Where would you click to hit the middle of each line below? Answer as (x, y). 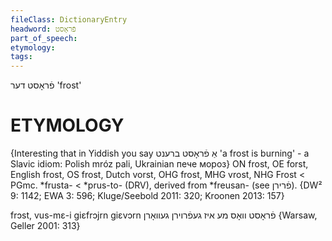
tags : (21, 57)
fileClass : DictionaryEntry (69, 19)
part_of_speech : (44, 38)
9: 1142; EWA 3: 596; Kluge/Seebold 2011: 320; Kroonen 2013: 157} (147, 196)
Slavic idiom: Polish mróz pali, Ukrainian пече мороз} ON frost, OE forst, (159, 164)
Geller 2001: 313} (45, 226)
